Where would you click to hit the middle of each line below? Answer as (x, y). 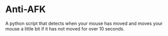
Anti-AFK (26, 9)
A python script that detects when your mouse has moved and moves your (84, 23)
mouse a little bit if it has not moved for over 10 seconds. (65, 28)
